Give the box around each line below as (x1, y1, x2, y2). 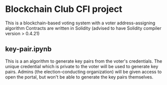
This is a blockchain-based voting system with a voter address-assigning (5, 20, 156, 26)
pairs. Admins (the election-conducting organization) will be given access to (5, 69, 162, 75)
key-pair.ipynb (5, 45, 52, 53)
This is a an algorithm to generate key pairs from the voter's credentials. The (5, 58, 163, 64)
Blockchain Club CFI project (5, 3, 123, 15)
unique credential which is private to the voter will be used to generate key (5, 63, 159, 69)
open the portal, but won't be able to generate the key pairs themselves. (5, 74, 154, 80)
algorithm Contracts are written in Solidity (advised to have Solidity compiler (5, 25, 162, 31)
